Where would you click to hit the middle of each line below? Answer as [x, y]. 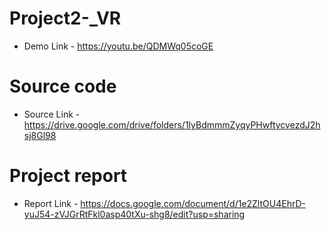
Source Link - [52, 114]
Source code [63, 86]
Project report [68, 176]
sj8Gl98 [40, 135]
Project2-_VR [65, 18]
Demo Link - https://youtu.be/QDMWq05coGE [118, 46]
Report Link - [51, 203]
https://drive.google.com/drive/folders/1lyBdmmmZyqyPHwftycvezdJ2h [172, 124]
